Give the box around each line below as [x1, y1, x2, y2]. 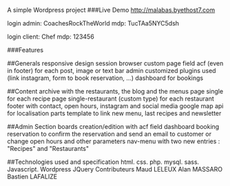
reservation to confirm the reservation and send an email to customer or [7, 130, 212, 138]
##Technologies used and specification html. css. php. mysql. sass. [7, 158, 200, 166]
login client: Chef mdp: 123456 [7, 32, 94, 41]
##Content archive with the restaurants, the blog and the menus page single [7, 87, 224, 95]
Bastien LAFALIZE [7, 172, 57, 180]
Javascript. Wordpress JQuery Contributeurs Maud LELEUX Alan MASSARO [7, 165, 222, 173]
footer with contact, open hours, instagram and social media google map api [7, 102, 224, 110]
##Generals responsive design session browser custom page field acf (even [7, 59, 224, 68]
